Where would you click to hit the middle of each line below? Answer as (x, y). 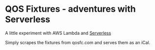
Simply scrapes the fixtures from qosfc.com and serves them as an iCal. (78, 42)
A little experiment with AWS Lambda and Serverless (58, 33)
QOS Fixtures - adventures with (70, 9)
